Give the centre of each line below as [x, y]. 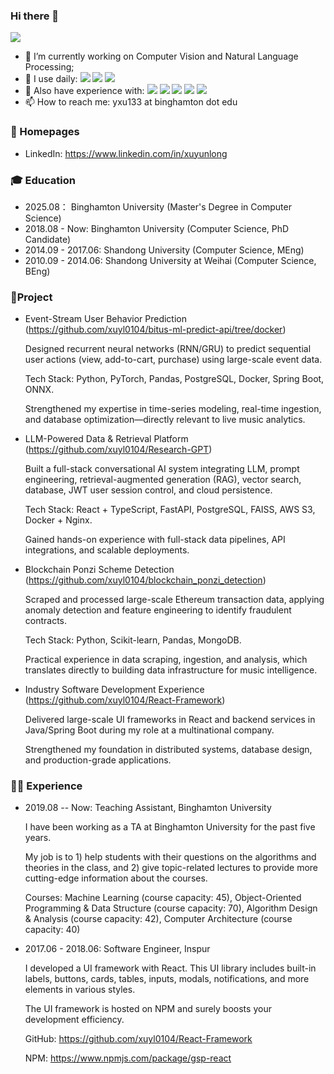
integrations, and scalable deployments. [107, 550]
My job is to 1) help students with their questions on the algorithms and [170, 857]
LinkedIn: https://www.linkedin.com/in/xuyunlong [126, 153]
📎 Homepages [45, 132]
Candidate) [48, 239]
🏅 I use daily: [51, 79]
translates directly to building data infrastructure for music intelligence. [171, 670]
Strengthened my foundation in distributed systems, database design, [168, 750]
